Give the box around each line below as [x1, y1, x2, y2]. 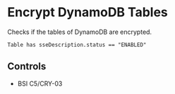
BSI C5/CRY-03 [17, 79, 63, 88]
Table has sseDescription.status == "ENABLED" [7, 41, 147, 48]
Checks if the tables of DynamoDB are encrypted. [7, 28, 152, 36]
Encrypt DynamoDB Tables [7, 4, 168, 20]
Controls [7, 61, 47, 73]
